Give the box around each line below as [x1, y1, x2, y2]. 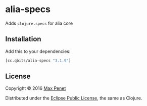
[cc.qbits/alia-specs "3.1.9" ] [5, 58, 71, 63]
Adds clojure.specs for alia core [5, 20, 73, 26]
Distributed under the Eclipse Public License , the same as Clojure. [5, 95, 142, 101]
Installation [5, 35, 41, 43]
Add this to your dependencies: [5, 48, 71, 54]
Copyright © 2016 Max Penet [5, 85, 66, 91]
